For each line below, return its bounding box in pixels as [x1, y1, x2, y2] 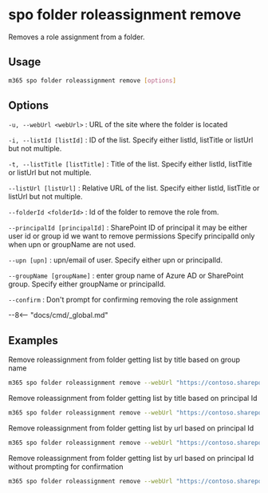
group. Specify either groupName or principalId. [8, 279, 166, 289]
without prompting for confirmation [8, 462, 124, 471]
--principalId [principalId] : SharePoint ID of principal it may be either [8, 222, 248, 233]
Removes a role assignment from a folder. [8, 32, 145, 42]
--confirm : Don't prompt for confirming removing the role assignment [8, 295, 238, 305]
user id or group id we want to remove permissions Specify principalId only [8, 231, 255, 241]
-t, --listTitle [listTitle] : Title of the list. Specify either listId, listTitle [8, 159, 253, 169]
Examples [8, 334, 58, 347]
